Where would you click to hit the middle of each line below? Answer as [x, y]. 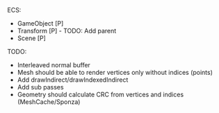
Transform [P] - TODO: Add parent [67, 31]
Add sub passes [40, 87]
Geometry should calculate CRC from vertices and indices [100, 94]
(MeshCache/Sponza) [49, 102]
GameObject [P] [40, 23]
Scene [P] [32, 38]
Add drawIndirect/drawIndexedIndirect [73, 80]
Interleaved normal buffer [54, 65]
